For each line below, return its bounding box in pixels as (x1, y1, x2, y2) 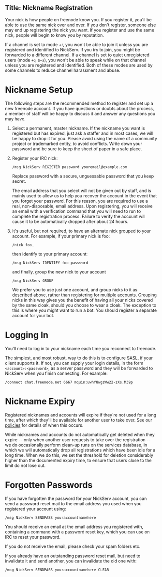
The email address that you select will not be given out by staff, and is (12, 188, 151, 193)
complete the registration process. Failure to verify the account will (12, 213, 146, 219)
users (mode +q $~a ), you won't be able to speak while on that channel (5, 57, 146, 63)
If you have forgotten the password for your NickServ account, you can (5, 496, 147, 501)
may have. (5, 116, 26, 122)
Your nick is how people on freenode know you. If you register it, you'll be (5, 16, 152, 22)
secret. (12, 178, 27, 184)
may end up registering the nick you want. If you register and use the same (5, 27, 155, 33)
